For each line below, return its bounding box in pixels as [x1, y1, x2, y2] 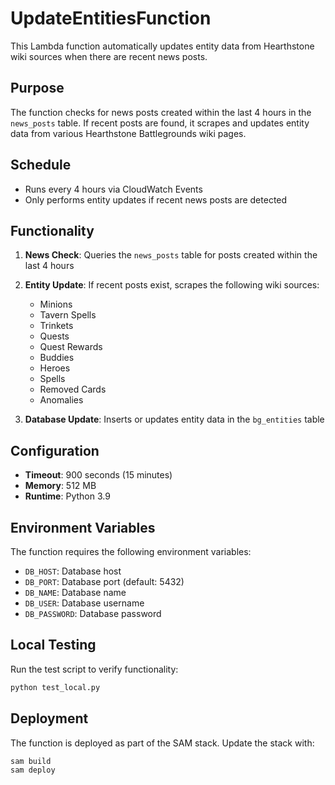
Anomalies [39, 394, 84, 406]
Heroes [39, 362, 71, 374]
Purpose [10, 80, 65, 97]
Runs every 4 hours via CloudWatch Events [24, 183, 203, 195]
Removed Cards [39, 383, 107, 396]
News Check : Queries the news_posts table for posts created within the [24, 249, 318, 261]
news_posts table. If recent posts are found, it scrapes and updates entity [10, 117, 310, 129]
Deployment [10, 710, 89, 727]
